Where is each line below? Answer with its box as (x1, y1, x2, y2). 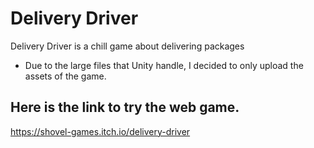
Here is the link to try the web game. (10, 99, 240, 116)
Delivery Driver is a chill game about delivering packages (10, 40, 245, 52)
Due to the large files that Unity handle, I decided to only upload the (24, 59, 304, 71)
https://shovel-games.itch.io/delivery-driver (10, 125, 191, 137)
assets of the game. (24, 70, 107, 82)
